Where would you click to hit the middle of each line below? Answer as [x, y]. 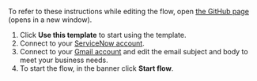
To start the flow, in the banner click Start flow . [96, 68]
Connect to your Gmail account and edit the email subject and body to [134, 52]
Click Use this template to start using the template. [103, 35]
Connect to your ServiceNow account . [82, 43]
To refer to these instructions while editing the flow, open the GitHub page [128, 11]
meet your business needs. [64, 60]
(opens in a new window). [50, 20]
